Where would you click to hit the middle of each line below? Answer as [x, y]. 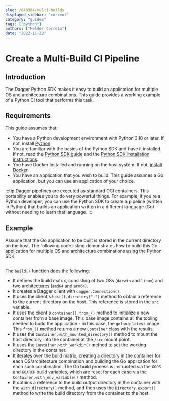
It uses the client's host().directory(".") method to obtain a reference [87, 296]
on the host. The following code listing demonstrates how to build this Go [81, 245]
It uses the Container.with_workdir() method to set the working [79, 345]
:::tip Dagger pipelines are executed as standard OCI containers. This [77, 191]
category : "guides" [26, 19]
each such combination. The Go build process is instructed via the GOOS [87, 366]
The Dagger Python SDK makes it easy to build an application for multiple [82, 89]
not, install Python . [32, 143]
